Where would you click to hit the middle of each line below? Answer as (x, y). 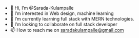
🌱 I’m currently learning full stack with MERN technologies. (72, 19)
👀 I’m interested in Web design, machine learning (62, 13)
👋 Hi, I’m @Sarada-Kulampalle (42, 8)
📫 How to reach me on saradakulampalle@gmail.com (67, 30)
